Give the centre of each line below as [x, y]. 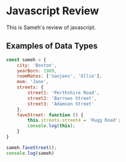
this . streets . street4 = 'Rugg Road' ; [74, 120]
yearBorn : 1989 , [37, 71]
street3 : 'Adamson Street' [61, 104]
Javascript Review [53, 11]
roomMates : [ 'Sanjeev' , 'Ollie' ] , [59, 76]
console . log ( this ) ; [52, 126]
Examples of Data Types [52, 46]
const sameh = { [26, 60]
